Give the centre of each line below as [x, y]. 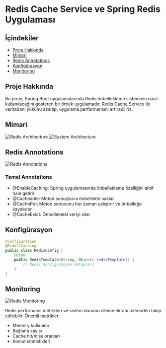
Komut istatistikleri [31, 342]
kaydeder [22, 209]
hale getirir [23, 193]
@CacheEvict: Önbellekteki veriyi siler [51, 214]
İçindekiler [22, 38]
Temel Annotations [29, 177]
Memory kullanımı [31, 326]
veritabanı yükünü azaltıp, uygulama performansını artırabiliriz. [69, 109]
